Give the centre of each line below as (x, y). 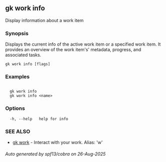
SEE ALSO (18, 131)
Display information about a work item (44, 20)
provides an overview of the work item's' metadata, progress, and (73, 50)
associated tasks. (23, 55)
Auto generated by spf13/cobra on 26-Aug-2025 (56, 154)
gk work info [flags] (28, 64)
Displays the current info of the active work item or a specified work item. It (83, 44)
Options (15, 108)
